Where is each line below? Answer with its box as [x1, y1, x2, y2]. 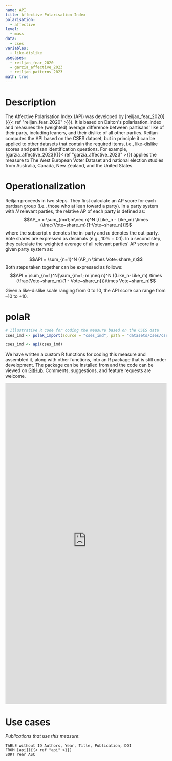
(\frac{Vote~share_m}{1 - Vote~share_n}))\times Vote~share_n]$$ [16, 278, 156, 284]
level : [5, 27, 19, 32]
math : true [5, 74, 29, 80]
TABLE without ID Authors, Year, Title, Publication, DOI [5, 743, 132, 748]
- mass [10, 31, 24, 36]
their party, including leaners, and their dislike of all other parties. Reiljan [5, 129, 158, 136]
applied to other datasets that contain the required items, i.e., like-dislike [5, 141, 158, 147]
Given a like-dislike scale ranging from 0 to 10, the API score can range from [5, 287, 166, 294]
